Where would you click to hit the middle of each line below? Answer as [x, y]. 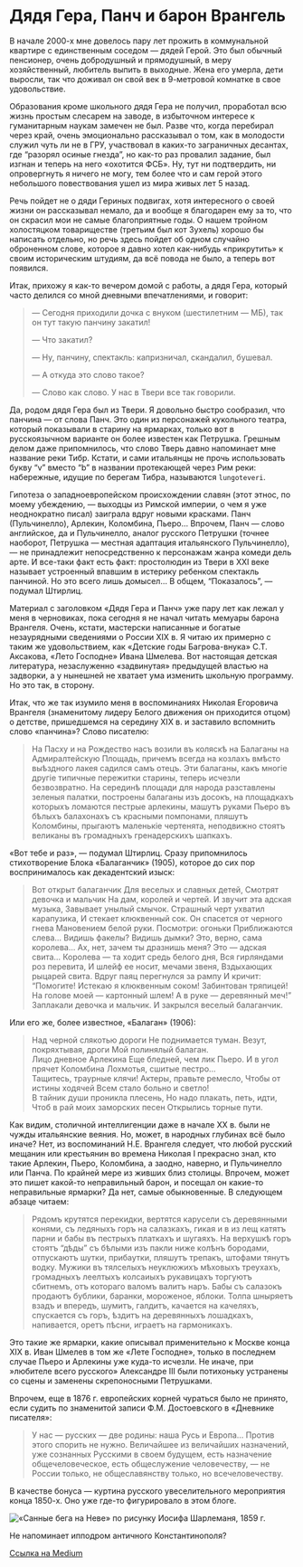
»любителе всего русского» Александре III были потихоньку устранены [149, 1371]
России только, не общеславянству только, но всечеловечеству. [157, 1473]
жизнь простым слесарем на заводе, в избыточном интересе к [132, 116]
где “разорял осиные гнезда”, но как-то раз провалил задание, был [140, 154]
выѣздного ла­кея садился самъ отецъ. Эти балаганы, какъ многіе [159, 768]
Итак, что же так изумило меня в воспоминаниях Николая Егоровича [144, 703]
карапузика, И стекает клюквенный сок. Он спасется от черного [157, 918]
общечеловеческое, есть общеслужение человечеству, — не [151, 1463]
